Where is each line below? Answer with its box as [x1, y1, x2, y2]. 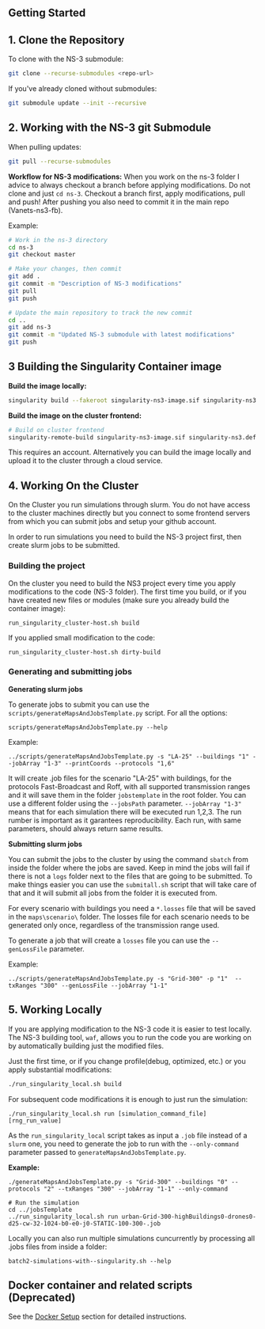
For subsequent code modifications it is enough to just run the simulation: [8, 1094, 248, 1103]
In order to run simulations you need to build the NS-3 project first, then [8, 532, 242, 541]
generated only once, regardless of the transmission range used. [8, 920, 220, 929]
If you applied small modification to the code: [8, 632, 156, 642]
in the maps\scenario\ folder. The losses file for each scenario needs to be [8, 912, 250, 921]
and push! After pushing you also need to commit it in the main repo [8, 197, 229, 207]
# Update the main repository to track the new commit [8, 309, 193, 317]
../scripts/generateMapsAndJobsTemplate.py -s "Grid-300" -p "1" [8, 974, 228, 982]
